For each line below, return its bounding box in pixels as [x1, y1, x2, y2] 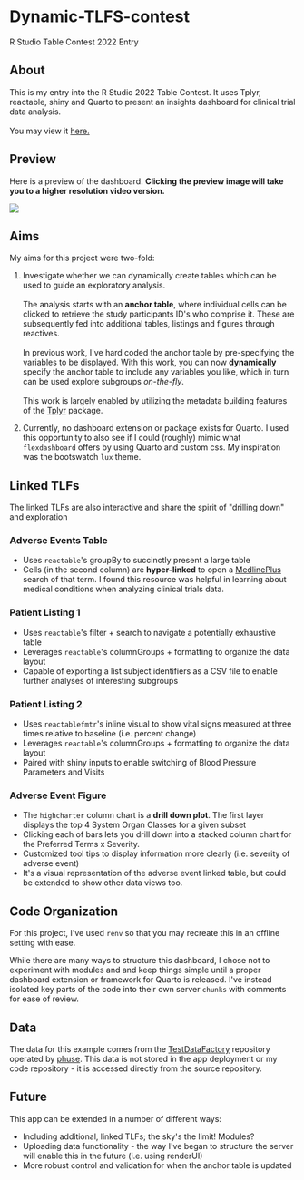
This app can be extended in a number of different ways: [9, 1113, 222, 1124]
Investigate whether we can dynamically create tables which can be [22, 270, 277, 281]
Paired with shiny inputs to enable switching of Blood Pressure [22, 757, 257, 768]
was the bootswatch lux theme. [22, 452, 142, 463]
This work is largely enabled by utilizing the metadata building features [22, 395, 288, 406]
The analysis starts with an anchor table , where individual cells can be [22, 299, 288, 310]
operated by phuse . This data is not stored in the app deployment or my [9, 1054, 278, 1064]
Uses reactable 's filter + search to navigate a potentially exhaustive [22, 627, 277, 638]
